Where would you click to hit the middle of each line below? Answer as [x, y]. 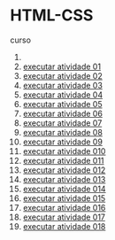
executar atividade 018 [64, 226]
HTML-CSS [52, 15]
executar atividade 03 [62, 85]
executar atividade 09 [62, 142]
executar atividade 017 [64, 217]
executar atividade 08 [62, 132]
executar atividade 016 [64, 207]
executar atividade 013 [64, 179]
